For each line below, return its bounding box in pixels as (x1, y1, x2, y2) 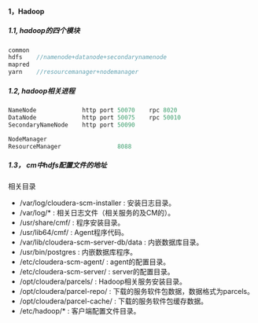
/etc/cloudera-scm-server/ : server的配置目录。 (19, 267, 175, 277)
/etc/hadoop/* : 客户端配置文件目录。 (19, 306, 141, 316)
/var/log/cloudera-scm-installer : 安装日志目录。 (19, 198, 175, 207)
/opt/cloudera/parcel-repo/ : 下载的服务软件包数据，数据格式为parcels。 (19, 287, 254, 296)
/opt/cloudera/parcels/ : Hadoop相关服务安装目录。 (19, 277, 187, 286)
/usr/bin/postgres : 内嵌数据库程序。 (19, 248, 138, 257)
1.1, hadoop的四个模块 (8, 26, 80, 35)
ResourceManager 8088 (8, 142, 132, 150)
